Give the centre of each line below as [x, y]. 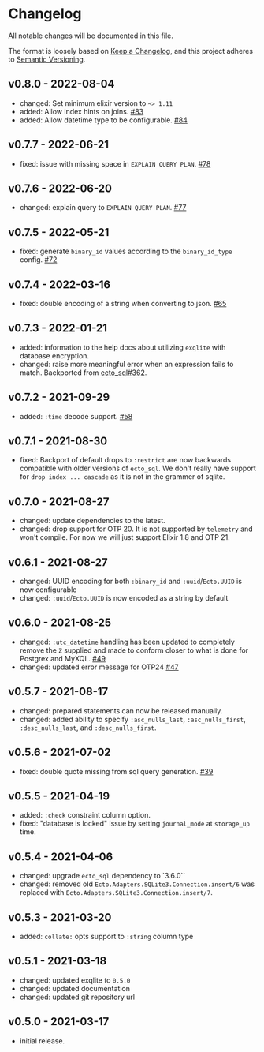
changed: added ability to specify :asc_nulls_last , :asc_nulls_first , [132, 719]
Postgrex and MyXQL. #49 [63, 658]
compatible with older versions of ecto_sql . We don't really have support [138, 468]
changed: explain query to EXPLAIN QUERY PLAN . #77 [103, 208]
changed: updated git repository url [77, 997]
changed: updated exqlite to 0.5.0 [75, 980]
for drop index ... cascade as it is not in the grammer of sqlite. [122, 477]
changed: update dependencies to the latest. [92, 521]
